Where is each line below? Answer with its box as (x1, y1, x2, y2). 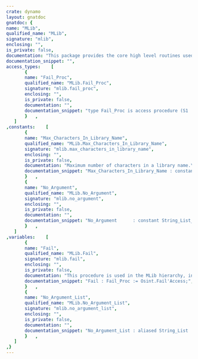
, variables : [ (6, 234, 49, 240)
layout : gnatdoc (6, 14, 46, 20)
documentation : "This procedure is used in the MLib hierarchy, (24, 273, 186, 279)
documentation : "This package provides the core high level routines (6, 53, 181, 59)
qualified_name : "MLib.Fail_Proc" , (24, 80, 112, 86)
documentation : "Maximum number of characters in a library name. (24, 163, 192, 169)
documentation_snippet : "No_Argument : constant (24, 218, 160, 224)
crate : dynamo (6, 8, 41, 15)
